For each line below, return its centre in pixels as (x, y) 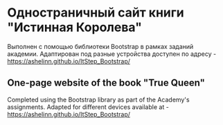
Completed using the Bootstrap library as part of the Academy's (98, 99)
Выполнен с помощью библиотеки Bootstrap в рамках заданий (100, 46)
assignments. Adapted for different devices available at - (88, 107)
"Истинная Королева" (74, 27)
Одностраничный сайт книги (96, 13)
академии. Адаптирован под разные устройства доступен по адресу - (112, 54)
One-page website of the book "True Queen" (106, 83)
